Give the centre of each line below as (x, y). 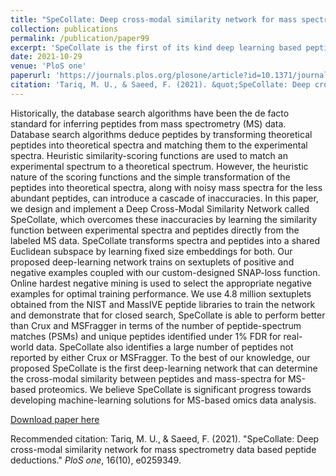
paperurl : (31, 76)
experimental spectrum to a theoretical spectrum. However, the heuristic (159, 166)
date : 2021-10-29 (46, 57)
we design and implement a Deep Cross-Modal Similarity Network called (160, 208)
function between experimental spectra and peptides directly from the (155, 230)
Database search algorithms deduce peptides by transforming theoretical (161, 134)
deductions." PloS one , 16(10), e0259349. (96, 460)
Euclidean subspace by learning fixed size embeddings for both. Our (151, 251)
